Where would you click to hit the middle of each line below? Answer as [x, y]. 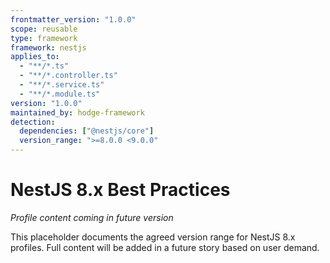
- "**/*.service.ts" [62, 85]
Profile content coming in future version [92, 217]
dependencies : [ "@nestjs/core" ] [87, 131]
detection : [33, 122]
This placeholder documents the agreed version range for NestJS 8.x [153, 237]
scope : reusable [44, 29]
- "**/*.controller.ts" [68, 76]
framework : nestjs [48, 47]
